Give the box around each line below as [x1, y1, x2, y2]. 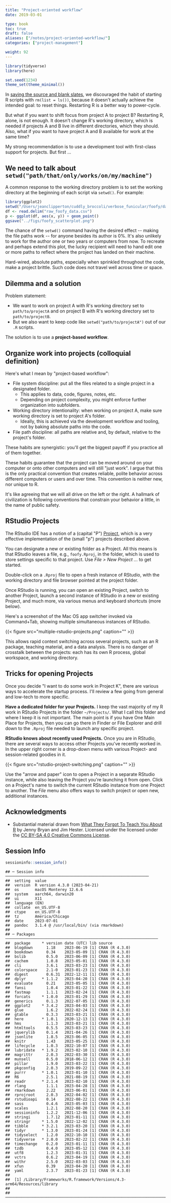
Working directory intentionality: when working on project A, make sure [12, 407, 162, 413]
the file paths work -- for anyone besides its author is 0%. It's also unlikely [5, 233, 161, 239]
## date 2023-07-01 [5, 919, 58, 924]
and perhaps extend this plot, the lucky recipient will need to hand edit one [5, 244, 162, 250]
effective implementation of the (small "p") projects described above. [5, 536, 151, 542]
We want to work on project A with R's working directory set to [12, 303, 145, 309]
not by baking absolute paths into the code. [20, 424, 112, 430]
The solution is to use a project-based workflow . [5, 334, 109, 341]
